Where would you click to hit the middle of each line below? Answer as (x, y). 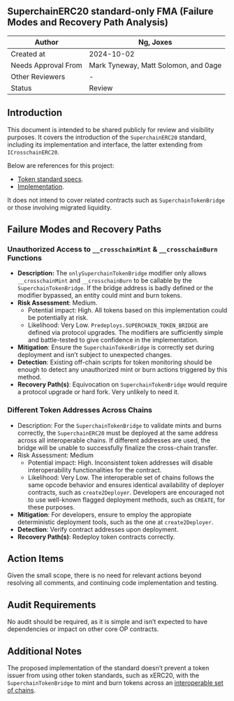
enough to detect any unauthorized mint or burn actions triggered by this (122, 370)
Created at (28, 54)
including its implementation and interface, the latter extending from (105, 144)
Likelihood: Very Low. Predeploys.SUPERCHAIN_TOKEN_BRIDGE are (118, 325)
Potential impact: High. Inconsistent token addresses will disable (120, 462)
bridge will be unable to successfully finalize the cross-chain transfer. (117, 447)
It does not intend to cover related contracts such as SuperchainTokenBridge (116, 200)
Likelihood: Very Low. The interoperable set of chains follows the (121, 477)
